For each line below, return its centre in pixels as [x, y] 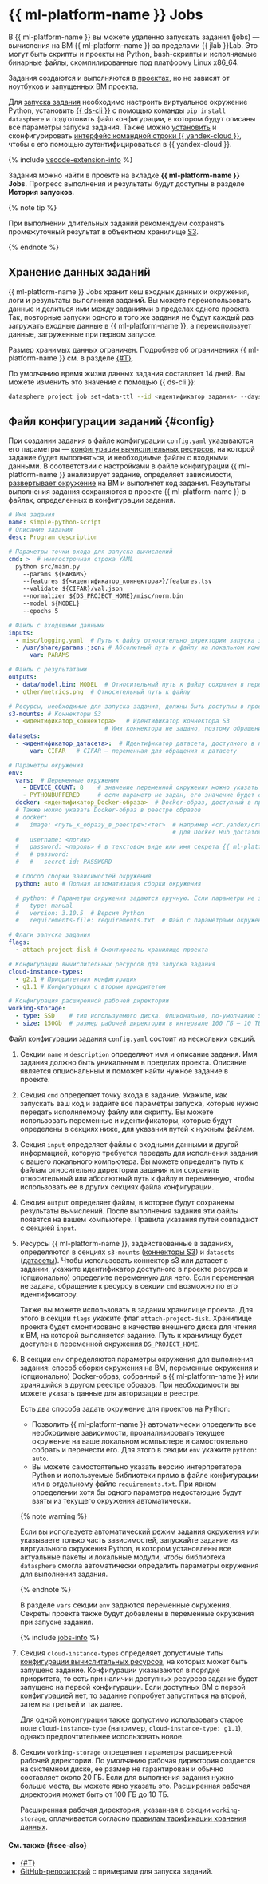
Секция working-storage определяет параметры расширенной [126, 1751]
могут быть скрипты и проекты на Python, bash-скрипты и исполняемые [133, 54]
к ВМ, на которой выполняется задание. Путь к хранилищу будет [131, 1335]
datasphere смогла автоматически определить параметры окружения [139, 1565]
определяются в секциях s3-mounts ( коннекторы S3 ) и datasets [127, 1252]
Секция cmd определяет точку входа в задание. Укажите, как [123, 1095]
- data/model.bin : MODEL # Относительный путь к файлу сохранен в [130, 684]
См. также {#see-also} [48, 1845]
